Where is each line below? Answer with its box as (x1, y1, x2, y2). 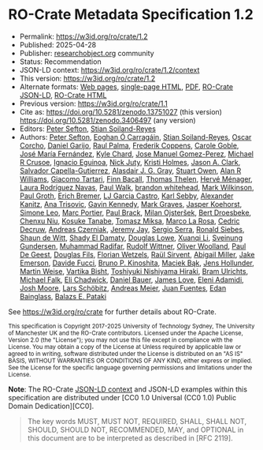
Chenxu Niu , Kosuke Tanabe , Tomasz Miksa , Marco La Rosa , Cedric (19, 216, 240, 226)
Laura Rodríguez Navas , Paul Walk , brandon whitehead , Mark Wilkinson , (19, 182, 254, 192)
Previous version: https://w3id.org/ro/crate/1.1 (19, 99, 168, 108)
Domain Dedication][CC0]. (8, 401, 94, 411)
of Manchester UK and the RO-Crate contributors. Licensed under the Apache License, (8, 329, 243, 337)
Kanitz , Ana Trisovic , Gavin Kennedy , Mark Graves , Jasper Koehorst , (19, 199, 243, 208)
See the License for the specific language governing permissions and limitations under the (8, 363, 253, 372)
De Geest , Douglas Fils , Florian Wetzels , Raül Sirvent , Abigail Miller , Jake (19, 249, 255, 259)
